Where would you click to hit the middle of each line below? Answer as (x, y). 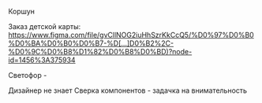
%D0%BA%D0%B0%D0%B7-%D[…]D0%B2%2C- (91, 43)
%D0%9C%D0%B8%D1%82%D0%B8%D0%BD (88, 51)
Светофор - (28, 75)
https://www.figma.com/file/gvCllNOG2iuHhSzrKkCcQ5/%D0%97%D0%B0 (131, 35)
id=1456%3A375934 (42, 60)
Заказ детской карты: (45, 26)
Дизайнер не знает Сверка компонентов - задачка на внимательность (127, 90)
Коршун (22, 11)
